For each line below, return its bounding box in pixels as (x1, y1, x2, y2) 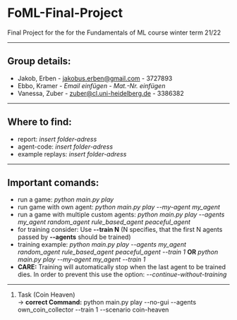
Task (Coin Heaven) (17, 290, 75, 299)
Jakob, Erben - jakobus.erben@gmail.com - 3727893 (17, 74, 173, 82)
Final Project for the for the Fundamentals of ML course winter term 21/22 (7, 28, 221, 37)
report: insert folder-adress (17, 135, 97, 143)
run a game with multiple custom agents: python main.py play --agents (17, 210, 225, 219)
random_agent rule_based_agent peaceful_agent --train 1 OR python (17, 248, 219, 257)
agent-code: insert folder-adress (17, 142, 114, 151)
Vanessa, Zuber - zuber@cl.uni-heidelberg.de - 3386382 (17, 89, 185, 97)
